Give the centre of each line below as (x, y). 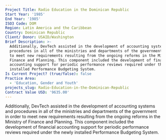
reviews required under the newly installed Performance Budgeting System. (82, 132)
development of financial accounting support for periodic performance (77, 127)
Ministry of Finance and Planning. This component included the (70, 122)
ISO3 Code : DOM (21, 23)
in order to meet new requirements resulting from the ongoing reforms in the (83, 117)
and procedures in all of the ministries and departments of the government (81, 111)
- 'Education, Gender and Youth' (44, 83)
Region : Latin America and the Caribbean (48, 28)
